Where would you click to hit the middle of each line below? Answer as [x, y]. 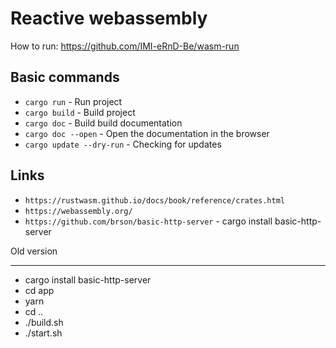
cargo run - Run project [73, 101]
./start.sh [43, 333]
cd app [39, 290]
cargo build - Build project [80, 112]
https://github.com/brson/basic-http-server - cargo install [148, 221]
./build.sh [44, 322]
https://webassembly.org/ [78, 211]
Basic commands [65, 77]
